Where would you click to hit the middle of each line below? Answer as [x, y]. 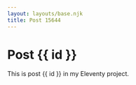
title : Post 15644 [34, 20]
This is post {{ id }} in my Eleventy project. [68, 74]
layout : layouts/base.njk [45, 14]
